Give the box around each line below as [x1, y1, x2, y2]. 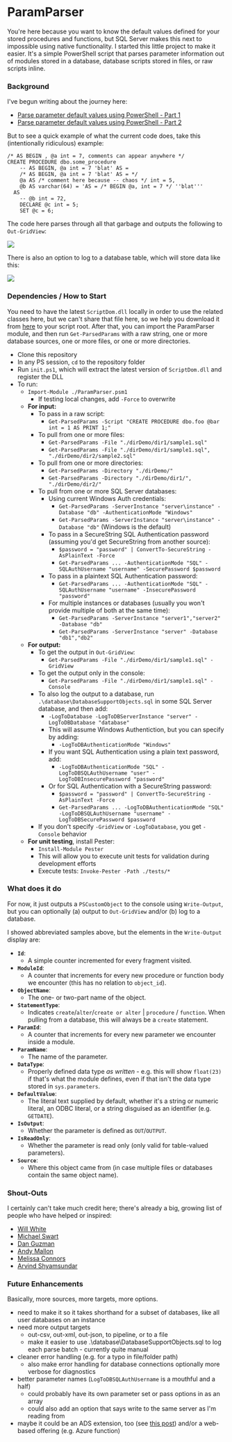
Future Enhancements [7, 1279, 83, 1289]
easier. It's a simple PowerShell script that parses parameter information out [7, 49, 224, 58]
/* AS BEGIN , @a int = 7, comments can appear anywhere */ [7, 152, 185, 160]
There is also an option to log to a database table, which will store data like [7, 253, 221, 262]
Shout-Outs [7, 1188, 48, 1198]
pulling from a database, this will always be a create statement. [27, 1015, 208, 1024]
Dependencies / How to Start [7, 292, 106, 301]
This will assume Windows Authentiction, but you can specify [48, 725, 224, 734]
